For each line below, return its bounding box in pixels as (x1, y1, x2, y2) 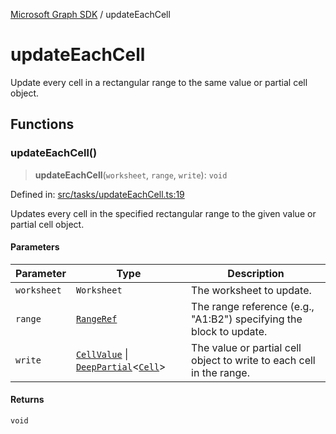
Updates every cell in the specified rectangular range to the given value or (10, 207, 317, 219)
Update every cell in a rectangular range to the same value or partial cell (10, 76, 308, 88)
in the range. (191, 365, 250, 379)
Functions (10, 116, 75, 133)
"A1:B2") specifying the (191, 312, 303, 326)
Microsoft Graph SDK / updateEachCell (10, 9, 171, 20)
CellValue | (75, 347, 129, 361)
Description (227, 266, 285, 280)
